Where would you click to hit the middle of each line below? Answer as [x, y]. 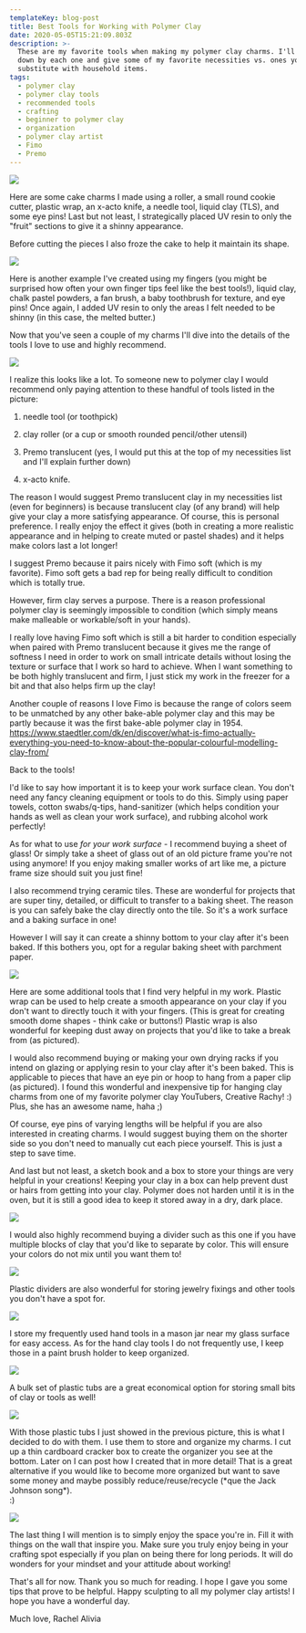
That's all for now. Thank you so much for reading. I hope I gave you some [149, 1581]
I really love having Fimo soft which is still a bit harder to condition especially [153, 637]
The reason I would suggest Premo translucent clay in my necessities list [146, 497]
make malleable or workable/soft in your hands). [100, 619]
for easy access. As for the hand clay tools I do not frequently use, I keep [147, 1343]
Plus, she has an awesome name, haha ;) [86, 1106]
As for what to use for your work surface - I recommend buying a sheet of [148, 843]
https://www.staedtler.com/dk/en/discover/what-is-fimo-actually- [133, 732]
